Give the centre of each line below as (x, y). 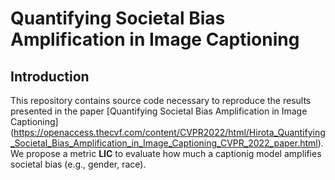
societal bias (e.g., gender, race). (78, 164)
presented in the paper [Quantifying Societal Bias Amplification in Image (159, 111)
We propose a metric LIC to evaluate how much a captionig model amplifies (166, 153)
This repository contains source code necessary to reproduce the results (161, 100)
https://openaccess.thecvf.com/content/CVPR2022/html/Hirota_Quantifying (169, 132)
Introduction (50, 76)
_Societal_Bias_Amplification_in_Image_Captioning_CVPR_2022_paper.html (164, 143)
